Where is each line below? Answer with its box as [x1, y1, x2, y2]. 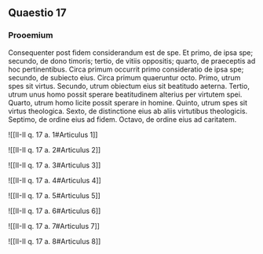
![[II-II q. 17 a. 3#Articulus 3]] [8, 160, 101, 170]
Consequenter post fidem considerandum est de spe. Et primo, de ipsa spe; [8, 47, 254, 57]
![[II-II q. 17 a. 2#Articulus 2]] [8, 145, 101, 154]
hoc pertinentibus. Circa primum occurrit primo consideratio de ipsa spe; [8, 64, 244, 74]
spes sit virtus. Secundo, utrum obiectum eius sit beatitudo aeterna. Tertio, [8, 81, 250, 90]
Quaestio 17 [8, 6, 67, 20]
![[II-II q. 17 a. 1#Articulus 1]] [8, 130, 98, 139]
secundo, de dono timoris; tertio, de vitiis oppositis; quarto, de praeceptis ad [8, 56, 256, 65]
